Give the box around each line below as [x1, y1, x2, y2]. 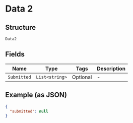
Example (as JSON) [5, 91, 67, 99]
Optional [72, 74, 92, 81]
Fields [5, 50, 25, 58]
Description [96, 65, 126, 72]
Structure [5, 23, 36, 32]
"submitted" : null [10, 109, 49, 114]
